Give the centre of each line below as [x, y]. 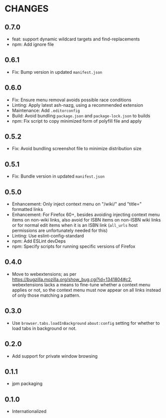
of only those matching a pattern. [46, 295]
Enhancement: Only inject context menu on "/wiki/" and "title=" [77, 204]
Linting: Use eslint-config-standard [48, 236]
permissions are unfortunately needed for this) [60, 230]
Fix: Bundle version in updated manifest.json [58, 176]
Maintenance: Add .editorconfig [46, 110]
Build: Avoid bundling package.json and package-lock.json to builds [81, 116]
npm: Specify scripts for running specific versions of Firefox [74, 246]
